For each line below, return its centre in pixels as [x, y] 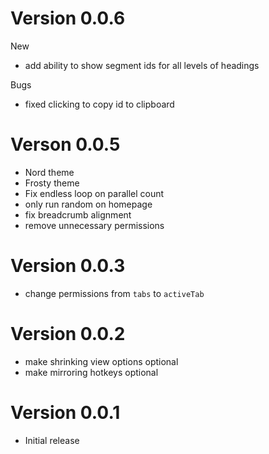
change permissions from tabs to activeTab [114, 293]
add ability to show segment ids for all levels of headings [142, 65]
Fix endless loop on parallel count [94, 193]
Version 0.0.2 [68, 334]
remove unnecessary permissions [94, 225]
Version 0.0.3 [68, 266]
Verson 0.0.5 [65, 144]
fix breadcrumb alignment [78, 214]
